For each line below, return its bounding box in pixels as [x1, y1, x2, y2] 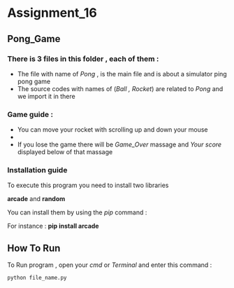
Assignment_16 [7, 5, 98, 21]
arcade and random [7, 195, 66, 203]
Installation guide [7, 165, 68, 175]
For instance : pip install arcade [7, 222, 99, 231]
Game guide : [7, 109, 54, 119]
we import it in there [17, 92, 75, 100]
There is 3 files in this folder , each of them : [7, 54, 159, 64]
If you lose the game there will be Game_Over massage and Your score [17, 140, 222, 149]
